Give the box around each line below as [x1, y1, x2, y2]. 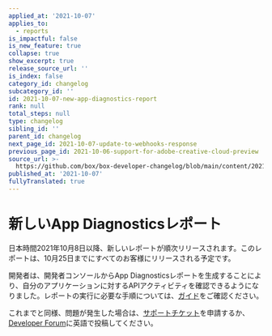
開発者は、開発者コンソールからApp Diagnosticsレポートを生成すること [8, 270, 249, 280]
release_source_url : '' [8, 65, 89, 73]
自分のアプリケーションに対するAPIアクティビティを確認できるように [22, 280, 253, 290]
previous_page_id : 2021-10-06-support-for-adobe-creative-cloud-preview [8, 147, 259, 155]
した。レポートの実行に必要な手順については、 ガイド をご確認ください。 [22, 291, 264, 300]
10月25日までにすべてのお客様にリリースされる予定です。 [43, 253, 236, 263]
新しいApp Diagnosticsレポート [8, 215, 222, 233]
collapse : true [8, 49, 60, 57]
